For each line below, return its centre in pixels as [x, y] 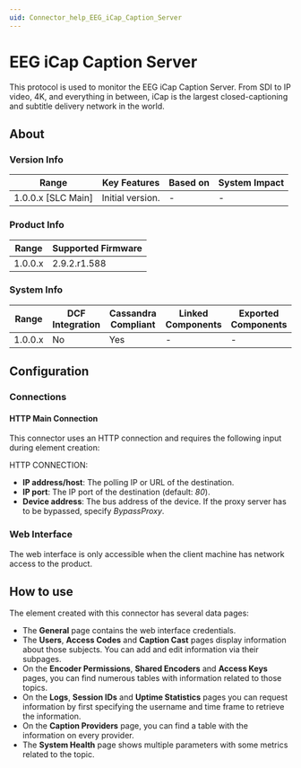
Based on [189, 183]
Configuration [49, 372]
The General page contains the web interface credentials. [129, 631]
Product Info [37, 225]
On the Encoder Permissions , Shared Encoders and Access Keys [145, 668]
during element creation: [55, 448]
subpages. [42, 659]
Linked [193, 313]
